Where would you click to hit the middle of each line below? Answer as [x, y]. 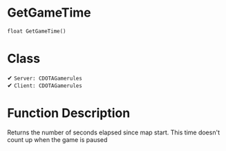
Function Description [69, 113]
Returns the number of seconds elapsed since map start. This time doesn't [113, 132]
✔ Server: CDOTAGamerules [45, 78]
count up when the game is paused [57, 139]
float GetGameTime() [37, 31]
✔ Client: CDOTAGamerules [45, 85]
